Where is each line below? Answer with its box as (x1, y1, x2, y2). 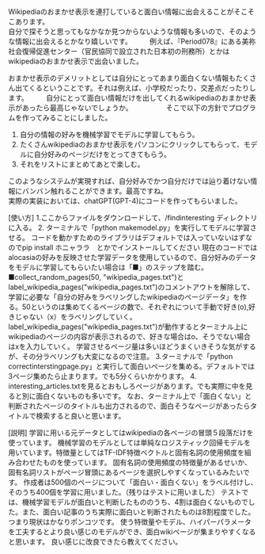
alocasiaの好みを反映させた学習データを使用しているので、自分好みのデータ (8, 253, 257, 262)
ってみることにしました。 (28, 113, 112, 122)
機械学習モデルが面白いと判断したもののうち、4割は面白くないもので (21, 498, 249, 506)
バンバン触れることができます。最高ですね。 (21, 186, 168, 196)
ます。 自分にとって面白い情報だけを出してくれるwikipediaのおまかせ (8, 94, 249, 102)
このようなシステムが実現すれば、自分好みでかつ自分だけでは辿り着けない (8, 177, 251, 185)
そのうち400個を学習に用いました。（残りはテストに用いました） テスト (8, 487, 242, 497)
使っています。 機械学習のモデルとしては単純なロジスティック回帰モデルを (8, 438, 252, 447)
